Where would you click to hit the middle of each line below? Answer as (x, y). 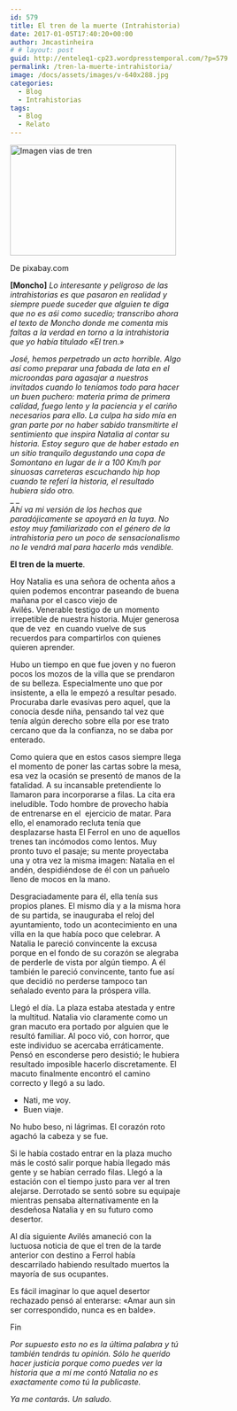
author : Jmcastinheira (52, 42)
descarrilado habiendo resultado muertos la (90, 1264)
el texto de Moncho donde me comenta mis (89, 323)
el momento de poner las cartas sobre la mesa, (96, 766)
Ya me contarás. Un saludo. (61, 1399)
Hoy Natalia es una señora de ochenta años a (93, 581)
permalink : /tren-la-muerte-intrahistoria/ (92, 67)
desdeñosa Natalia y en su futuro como (82, 1209)
